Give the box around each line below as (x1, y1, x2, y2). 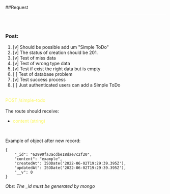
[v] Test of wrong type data (12, 61, 70, 67)
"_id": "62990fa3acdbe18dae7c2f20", (14, 152, 93, 157)
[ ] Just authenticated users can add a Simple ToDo (12, 82, 121, 88)
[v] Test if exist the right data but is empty (12, 66, 101, 72)
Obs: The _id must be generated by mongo (5, 183, 95, 189)
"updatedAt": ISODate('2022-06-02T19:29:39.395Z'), (14, 165, 126, 171)
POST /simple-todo (5, 97, 46, 103)
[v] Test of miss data (12, 55, 56, 61)
